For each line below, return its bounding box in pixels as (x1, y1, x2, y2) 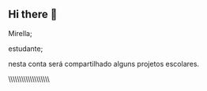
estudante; (8, 44, 43, 53)
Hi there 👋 (8, 8, 58, 21)
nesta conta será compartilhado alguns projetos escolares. (8, 59, 200, 68)
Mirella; (8, 28, 33, 38)
